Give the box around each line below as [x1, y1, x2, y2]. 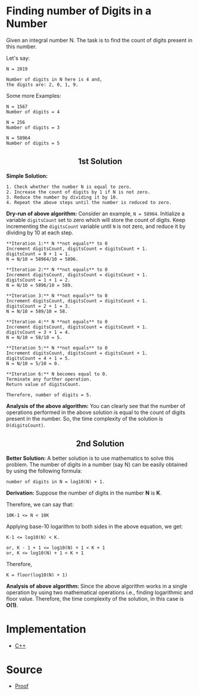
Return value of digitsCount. [6, 381, 82, 387]
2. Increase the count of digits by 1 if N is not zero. [6, 189, 151, 195]
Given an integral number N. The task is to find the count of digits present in [6, 36, 192, 44]
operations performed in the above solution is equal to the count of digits [6, 409, 186, 416]
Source [6, 663, 43, 677]
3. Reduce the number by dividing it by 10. [6, 194, 119, 200]
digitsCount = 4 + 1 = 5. [6, 355, 70, 362]
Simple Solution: [6, 172, 48, 180]
